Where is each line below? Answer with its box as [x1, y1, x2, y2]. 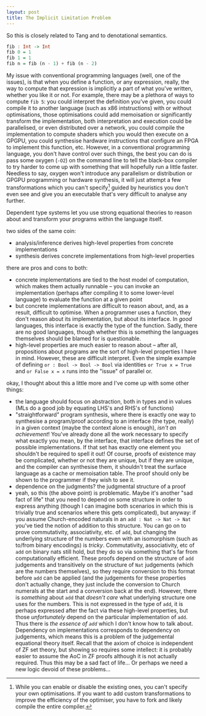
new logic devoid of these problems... [15, 665, 111, 673]
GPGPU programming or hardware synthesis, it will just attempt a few [6, 176, 181, 183]
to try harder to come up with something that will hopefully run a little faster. [6, 163, 198, 170]
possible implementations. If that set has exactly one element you [15, 443, 181, 450]
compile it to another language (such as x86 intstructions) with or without [6, 104, 192, 111]
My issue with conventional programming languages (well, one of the [6, 72, 181, 79]
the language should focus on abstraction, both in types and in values [15, 398, 192, 405]
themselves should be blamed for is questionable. [15, 334, 141, 342]
